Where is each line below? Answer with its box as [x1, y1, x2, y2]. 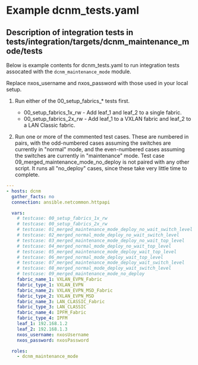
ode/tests [6, 46, 43, 56]
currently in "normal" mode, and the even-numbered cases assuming [14, 146, 186, 152]
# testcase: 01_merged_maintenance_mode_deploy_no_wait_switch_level [17, 227, 193, 233]
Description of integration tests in [6, 27, 134, 38]
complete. [14, 171, 40, 178]
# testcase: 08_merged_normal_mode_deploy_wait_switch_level [17, 266, 171, 272]
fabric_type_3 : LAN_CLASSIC [17, 304, 86, 310]
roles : [11, 348, 28, 354]
